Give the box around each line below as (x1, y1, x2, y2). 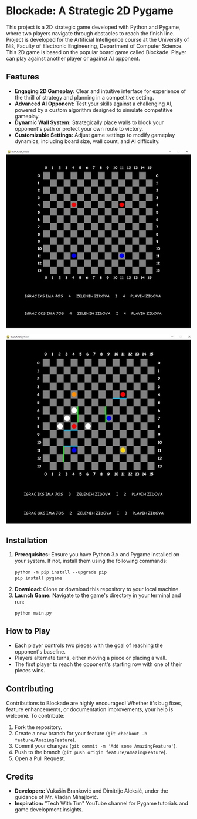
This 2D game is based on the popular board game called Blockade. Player (6, 48, 186, 55)
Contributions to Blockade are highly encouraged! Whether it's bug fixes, (6, 699, 183, 707)
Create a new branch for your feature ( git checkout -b (14, 730, 148, 737)
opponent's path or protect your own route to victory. (14, 125, 144, 132)
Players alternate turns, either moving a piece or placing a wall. (14, 654, 167, 661)
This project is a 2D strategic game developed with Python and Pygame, (6, 24, 181, 31)
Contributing (6, 684, 54, 694)
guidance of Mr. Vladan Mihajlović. (14, 794, 98, 801)
